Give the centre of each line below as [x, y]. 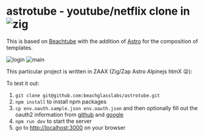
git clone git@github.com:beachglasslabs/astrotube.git [87, 95]
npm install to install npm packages [61, 102]
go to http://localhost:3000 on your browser [70, 127]
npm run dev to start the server [54, 121]
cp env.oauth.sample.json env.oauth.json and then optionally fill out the [106, 108]
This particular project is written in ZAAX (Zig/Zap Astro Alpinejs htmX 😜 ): [100, 71]
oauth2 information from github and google [69, 114]
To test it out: [23, 83]
